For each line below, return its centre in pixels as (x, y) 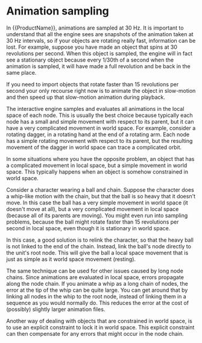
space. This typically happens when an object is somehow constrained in (97, 171)
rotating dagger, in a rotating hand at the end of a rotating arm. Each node (98, 134)
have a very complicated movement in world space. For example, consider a (101, 128)
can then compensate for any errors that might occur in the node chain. (95, 333)
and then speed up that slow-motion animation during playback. (86, 97)
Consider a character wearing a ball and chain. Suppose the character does (100, 190)
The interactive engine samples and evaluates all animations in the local (95, 109)
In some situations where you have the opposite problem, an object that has (100, 159)
